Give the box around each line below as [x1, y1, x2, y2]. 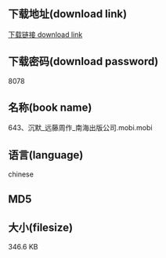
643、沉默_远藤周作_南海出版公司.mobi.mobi [8, 123, 153, 133]
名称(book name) [8, 101, 92, 114]
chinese [8, 169, 34, 179]
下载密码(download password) [8, 55, 159, 68]
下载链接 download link [8, 30, 83, 39]
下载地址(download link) [8, 7, 128, 21]
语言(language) [8, 148, 84, 162]
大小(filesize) [8, 221, 73, 234]
